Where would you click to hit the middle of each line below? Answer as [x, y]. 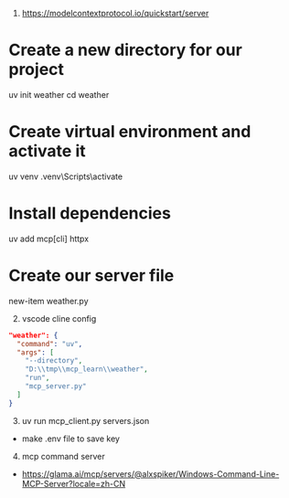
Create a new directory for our [126, 50]
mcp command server [64, 456]
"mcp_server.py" [56, 387]
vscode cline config [59, 318]
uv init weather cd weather [59, 94]
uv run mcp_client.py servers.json [86, 420]
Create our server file [91, 275]
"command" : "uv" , [50, 344]
